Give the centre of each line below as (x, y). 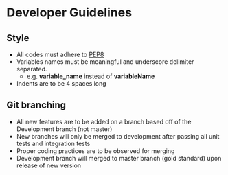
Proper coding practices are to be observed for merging (95, 151)
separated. (32, 69)
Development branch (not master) (64, 129)
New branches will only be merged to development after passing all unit (118, 136)
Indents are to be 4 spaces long (61, 83)
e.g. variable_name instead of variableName (91, 76)
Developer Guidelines (69, 13)
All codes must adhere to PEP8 (60, 54)
